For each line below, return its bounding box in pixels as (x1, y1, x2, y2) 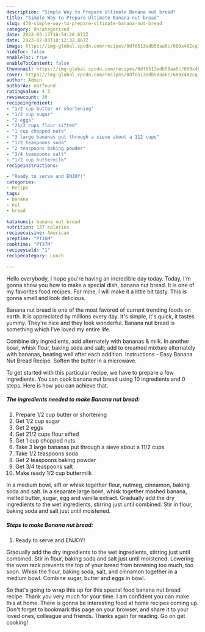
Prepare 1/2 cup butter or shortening (15, 411, 107, 419)
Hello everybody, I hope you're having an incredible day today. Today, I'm (6, 274, 191, 282)
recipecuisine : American (6, 230, 70, 236)
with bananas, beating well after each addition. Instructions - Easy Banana (6, 350, 193, 358)
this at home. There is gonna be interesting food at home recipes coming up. (6, 600, 199, 607)
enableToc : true (6, 54, 48, 61)
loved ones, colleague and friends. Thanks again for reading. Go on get (6, 612, 185, 620)
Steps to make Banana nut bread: (6, 521, 93, 529)
